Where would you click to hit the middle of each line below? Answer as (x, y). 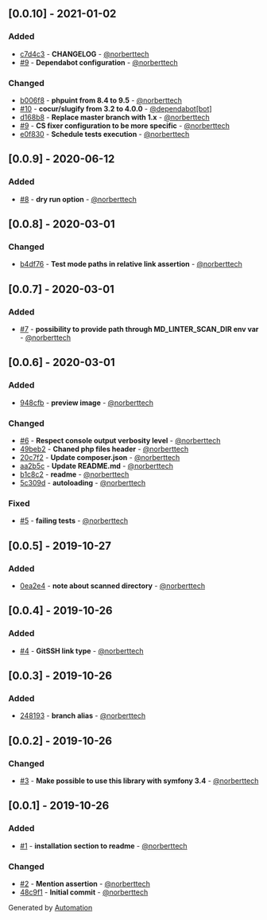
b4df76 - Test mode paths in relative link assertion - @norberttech (131, 264)
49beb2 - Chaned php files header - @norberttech (104, 449)
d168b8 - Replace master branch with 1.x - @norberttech (114, 117)
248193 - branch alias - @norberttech (83, 715)
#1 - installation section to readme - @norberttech (104, 846)
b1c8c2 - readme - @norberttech (74, 474)
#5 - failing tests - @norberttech (74, 520)
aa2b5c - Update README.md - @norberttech (96, 466)
